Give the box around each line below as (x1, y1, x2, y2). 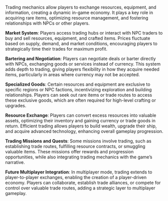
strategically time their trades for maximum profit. (5, 46, 108, 52)
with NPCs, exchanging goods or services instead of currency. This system (5, 61, 161, 67)
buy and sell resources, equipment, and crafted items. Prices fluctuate (5, 35, 150, 41)
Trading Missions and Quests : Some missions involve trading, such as (5, 138, 151, 144)
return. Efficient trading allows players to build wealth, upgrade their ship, (5, 123, 157, 129)
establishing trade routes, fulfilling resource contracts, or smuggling (5, 143, 145, 149)
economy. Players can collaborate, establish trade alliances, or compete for (5, 180, 161, 185)
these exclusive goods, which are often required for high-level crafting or (5, 97, 156, 103)
